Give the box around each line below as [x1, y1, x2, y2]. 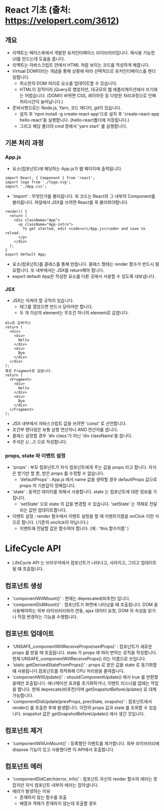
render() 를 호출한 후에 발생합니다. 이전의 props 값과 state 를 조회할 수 [12, 704, 148, 710]
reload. [5, 231, 21, 235]
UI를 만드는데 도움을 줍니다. [12, 56, 65, 62]
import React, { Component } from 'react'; [5, 175, 95, 180]
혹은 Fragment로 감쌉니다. [5, 368, 53, 373]
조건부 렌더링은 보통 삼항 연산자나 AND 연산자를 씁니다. [12, 426, 118, 432]
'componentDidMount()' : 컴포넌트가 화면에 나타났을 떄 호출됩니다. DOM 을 [12, 602, 158, 607]
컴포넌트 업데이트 [5, 629, 54, 638]
